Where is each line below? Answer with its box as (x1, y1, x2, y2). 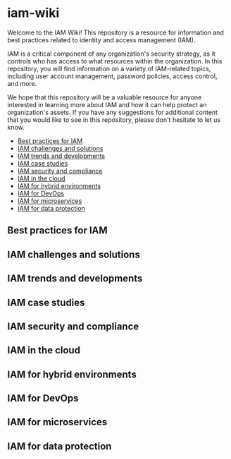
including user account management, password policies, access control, (7, 72, 218, 80)
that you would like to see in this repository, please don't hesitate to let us (7, 115, 220, 124)
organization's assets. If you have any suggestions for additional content (7, 108, 218, 116)
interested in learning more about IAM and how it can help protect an (7, 100, 207, 109)
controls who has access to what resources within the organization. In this (7, 56, 223, 65)
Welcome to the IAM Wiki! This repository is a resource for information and (7, 28, 224, 37)
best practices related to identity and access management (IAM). (7, 35, 196, 44)
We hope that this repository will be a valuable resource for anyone (7, 93, 202, 102)
